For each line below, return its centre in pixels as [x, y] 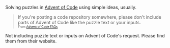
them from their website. [31, 41]
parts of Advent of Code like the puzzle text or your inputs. [79, 22]
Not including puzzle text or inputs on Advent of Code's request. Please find [85, 36]
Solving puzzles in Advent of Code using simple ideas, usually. [71, 7]
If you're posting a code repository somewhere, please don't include [89, 17]
